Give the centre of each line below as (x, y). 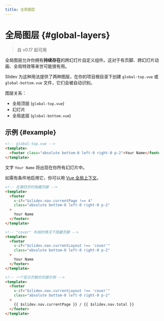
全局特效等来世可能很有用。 (41, 66)
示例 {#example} (31, 132)
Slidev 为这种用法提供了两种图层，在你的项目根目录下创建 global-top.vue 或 (82, 77)
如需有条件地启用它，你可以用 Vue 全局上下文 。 (53, 178)
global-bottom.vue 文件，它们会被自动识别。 (50, 82)
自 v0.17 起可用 (32, 50)
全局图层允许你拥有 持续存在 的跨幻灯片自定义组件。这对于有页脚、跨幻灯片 (80, 60)
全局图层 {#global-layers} (58, 35)
